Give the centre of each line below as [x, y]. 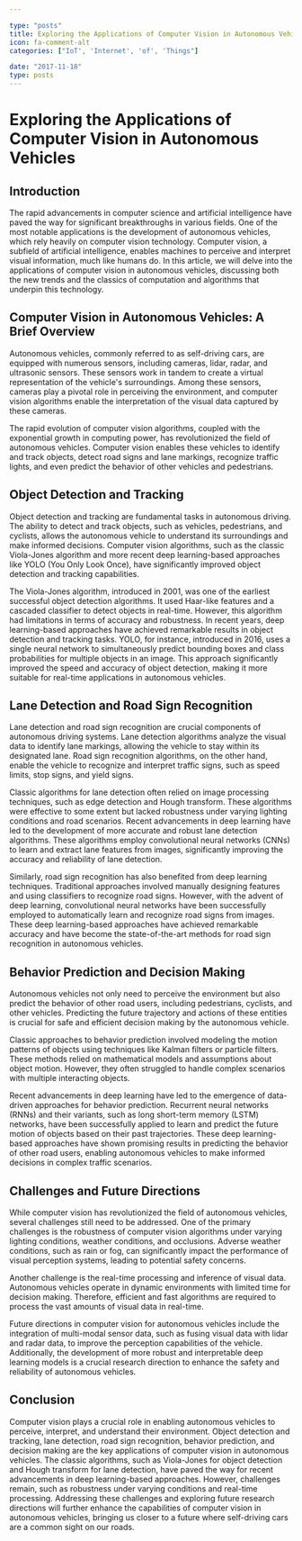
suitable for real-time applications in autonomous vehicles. [118, 677]
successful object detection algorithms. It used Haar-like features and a [142, 600]
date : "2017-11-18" [46, 67]
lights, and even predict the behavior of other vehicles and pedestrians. [142, 466]
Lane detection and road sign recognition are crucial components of [135, 727]
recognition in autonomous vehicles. [76, 944]
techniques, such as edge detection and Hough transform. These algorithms [151, 802]
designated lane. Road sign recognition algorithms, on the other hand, [138, 756]
